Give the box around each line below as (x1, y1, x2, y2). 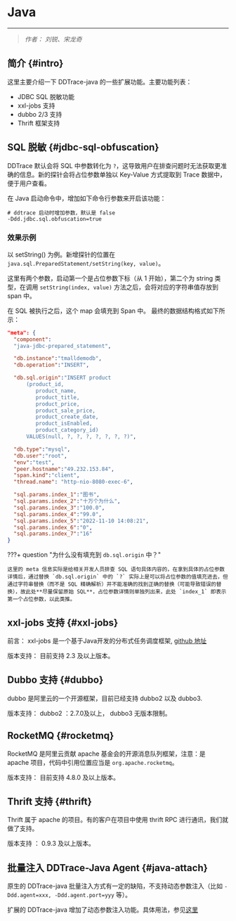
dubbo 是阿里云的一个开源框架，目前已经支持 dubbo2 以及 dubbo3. (7, 694, 202, 702)
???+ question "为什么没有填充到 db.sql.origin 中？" (7, 550, 162, 559)
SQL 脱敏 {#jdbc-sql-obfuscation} (7, 141, 159, 153)
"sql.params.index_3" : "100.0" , (13, 504, 105, 511)
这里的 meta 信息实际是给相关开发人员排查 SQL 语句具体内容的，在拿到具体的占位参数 (7, 566, 225, 573)
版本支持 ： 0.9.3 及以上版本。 (7, 839, 95, 848)
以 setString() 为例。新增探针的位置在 (7, 250, 116, 259)
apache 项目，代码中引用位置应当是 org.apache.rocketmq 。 (7, 758, 178, 766)
